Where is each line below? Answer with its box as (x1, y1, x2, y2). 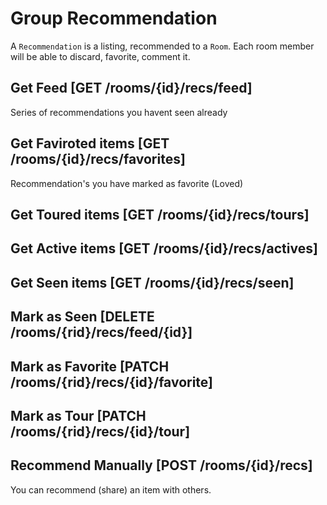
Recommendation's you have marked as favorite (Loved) (10, 177, 244, 189)
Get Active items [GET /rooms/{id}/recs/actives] (10, 240, 318, 257)
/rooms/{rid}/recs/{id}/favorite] (10, 373, 214, 391)
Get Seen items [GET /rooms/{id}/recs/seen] (10, 274, 295, 291)
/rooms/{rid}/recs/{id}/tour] (10, 423, 191, 440)
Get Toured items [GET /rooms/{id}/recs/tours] (10, 206, 310, 223)
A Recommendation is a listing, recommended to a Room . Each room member (10, 40, 315, 52)
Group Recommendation (10, 7, 218, 30)
